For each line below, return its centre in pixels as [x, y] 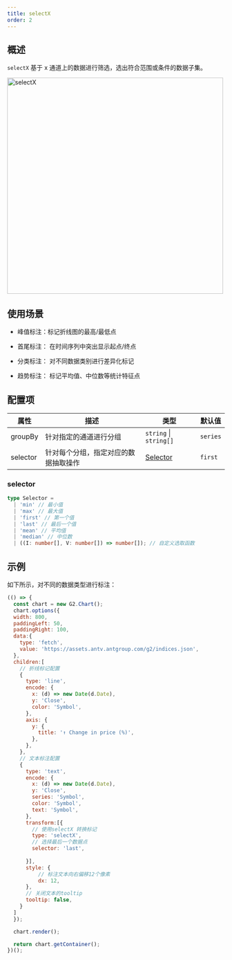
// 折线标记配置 [40, 668]
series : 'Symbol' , [58, 797]
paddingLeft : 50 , [38, 623]
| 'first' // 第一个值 [44, 517]
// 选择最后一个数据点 [60, 842]
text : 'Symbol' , [55, 810]
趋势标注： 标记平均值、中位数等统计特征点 [78, 376]
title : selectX [29, 13]
